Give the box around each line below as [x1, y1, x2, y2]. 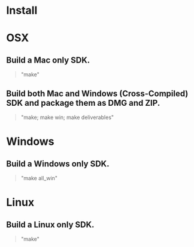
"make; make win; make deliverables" [20, 114, 114, 121]
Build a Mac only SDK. [6, 55, 90, 65]
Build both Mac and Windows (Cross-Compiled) [6, 88, 189, 99]
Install [6, 4, 38, 17]
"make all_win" [20, 175, 58, 181]
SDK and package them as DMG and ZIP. [6, 97, 160, 108]
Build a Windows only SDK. [6, 159, 110, 169]
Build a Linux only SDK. [6, 219, 95, 230]
